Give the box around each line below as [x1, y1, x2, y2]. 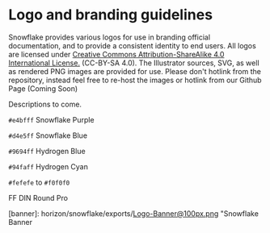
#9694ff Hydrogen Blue [8, 146, 86, 156]
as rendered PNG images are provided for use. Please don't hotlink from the [8, 66, 261, 76]
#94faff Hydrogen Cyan [8, 161, 89, 171]
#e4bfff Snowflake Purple [8, 114, 95, 124]
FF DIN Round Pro [8, 193, 69, 202]
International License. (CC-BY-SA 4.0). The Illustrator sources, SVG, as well [8, 58, 260, 68]
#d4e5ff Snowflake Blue [8, 131, 87, 140]
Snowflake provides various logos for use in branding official [8, 32, 211, 42]
